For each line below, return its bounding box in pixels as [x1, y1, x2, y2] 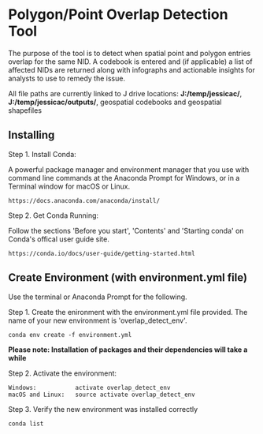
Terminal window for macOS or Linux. [8, 181, 131, 191]
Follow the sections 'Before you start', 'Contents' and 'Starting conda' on [8, 226, 244, 235]
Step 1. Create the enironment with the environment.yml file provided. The [8, 307, 248, 316]
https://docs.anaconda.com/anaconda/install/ [8, 196, 160, 204]
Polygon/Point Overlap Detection [8, 6, 228, 24]
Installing [8, 129, 55, 142]
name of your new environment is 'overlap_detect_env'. [8, 316, 187, 325]
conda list [8, 420, 44, 428]
